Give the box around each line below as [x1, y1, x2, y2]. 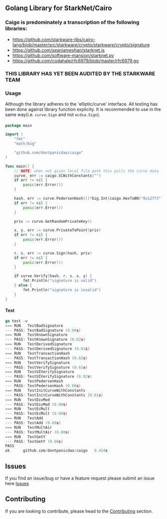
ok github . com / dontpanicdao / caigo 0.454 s [5, 448, 108, 453]
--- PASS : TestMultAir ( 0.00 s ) [5, 429, 70, 435]
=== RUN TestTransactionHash [5, 351, 70, 356]
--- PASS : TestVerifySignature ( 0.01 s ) [5, 365, 88, 370]
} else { [14, 283, 32, 288]
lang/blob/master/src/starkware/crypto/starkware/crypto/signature [12, 42, 150, 48]
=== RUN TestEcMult [5, 406, 50, 411]
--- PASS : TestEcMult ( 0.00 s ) [5, 411, 68, 416]
